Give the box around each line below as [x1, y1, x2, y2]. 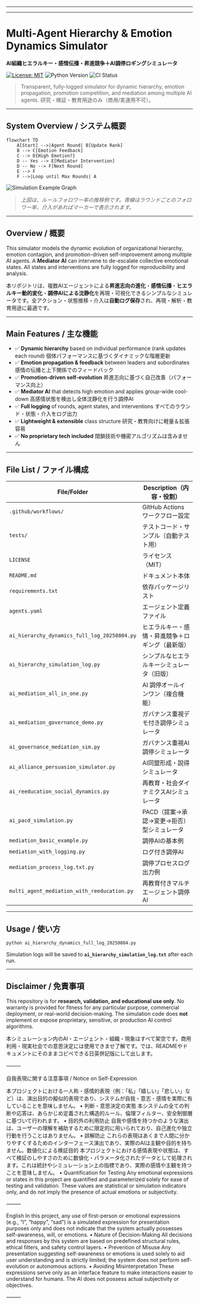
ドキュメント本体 [142, 572, 190, 580]
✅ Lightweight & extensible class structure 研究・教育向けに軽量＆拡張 [14, 418, 190, 425]
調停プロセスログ [142, 859, 190, 867]
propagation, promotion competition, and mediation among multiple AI [20, 89, 192, 96]
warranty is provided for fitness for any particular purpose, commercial [6, 1003, 179, 1011]
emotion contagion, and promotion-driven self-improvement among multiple [6, 251, 192, 258]
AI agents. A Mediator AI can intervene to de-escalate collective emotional [6, 257, 188, 264]
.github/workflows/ [9, 509, 64, 515]
